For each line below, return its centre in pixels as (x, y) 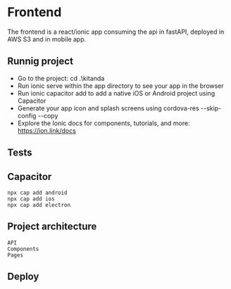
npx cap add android (38, 193)
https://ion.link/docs (46, 130)
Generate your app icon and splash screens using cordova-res (108, 108)
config (27, 115)
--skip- (211, 108)
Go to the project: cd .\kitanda (61, 78)
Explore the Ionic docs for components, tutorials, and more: (104, 123)
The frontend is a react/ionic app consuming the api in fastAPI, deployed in (116, 32)
